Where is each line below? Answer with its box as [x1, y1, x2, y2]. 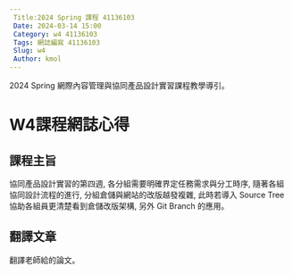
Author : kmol [13, 54, 63, 63]
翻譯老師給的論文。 [9, 254, 80, 265]
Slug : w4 [13, 46, 46, 55]
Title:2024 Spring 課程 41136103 [13, 12, 136, 22]
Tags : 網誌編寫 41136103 [13, 37, 101, 47]
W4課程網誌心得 [9, 115, 130, 135]
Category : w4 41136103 [13, 29, 98, 38]
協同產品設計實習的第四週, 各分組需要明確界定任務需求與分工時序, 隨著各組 [9, 179, 284, 188]
